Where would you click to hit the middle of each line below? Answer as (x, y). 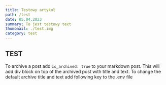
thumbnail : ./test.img (29, 29)
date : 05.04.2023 (24, 19)
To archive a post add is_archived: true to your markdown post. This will (82, 66)
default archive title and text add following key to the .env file (69, 77)
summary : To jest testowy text (38, 24)
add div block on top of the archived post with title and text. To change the (83, 71)
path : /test (18, 15)
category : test (21, 33)
